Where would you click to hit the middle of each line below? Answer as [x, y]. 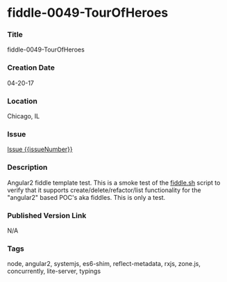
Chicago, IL [24, 116]
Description [27, 167]
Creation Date [31, 68]
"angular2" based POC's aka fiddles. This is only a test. [86, 197]
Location [23, 101]
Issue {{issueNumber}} [40, 149]
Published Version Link [47, 215]
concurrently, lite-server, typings [54, 271]
